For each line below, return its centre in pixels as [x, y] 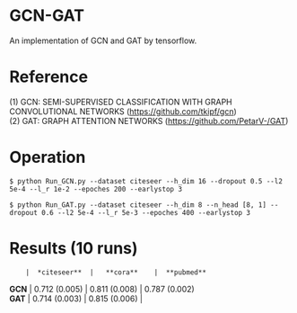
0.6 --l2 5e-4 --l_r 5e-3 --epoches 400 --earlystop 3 [146, 212]
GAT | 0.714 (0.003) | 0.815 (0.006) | [76, 299]
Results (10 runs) [74, 248]
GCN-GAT [47, 16]
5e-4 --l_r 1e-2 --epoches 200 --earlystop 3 [96, 189]
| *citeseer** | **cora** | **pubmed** [116, 272]
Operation [48, 157]
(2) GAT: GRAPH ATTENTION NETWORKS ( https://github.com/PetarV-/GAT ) [149, 121]
